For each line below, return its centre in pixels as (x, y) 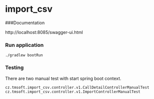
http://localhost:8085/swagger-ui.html (44, 32)
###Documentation (25, 23)
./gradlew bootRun (24, 55)
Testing (14, 67)
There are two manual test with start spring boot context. (63, 78)
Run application (24, 45)
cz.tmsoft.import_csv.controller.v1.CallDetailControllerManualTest (77, 87)
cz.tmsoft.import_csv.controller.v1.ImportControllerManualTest (73, 92)
